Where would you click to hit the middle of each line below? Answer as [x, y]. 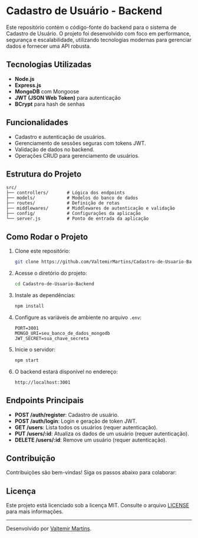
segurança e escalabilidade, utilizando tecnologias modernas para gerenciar [99, 40]
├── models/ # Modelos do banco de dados [72, 198]
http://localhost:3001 [42, 382]
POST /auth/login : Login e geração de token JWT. [76, 421]
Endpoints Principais [45, 401]
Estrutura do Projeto [44, 174]
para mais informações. [35, 511]
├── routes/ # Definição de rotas [63, 203]
